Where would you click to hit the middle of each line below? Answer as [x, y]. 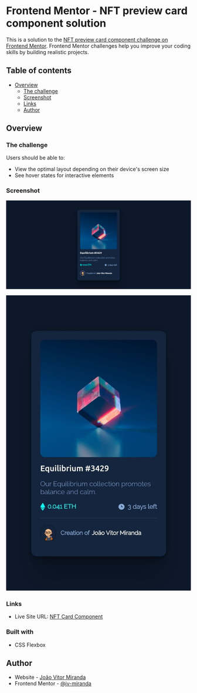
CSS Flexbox [30, 645]
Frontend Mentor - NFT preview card [97, 11]
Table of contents [39, 71]
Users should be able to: [36, 158]
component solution [56, 23]
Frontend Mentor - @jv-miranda [53, 684]
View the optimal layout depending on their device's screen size [92, 169]
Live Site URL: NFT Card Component [59, 617]
